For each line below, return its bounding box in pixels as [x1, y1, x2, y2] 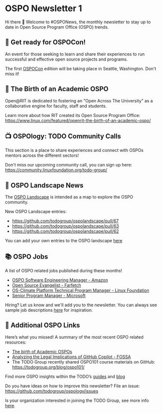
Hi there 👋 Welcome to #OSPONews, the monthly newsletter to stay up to [5, 19, 151, 25]
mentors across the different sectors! [5, 152, 79, 158]
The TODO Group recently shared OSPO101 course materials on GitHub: [12, 359, 156, 364]
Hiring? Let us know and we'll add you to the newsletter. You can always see [5, 302, 157, 308]
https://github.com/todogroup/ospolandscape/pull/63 [12, 223, 119, 229]
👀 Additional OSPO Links [5, 321, 80, 330]
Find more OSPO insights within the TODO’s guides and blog [5, 373, 125, 379]
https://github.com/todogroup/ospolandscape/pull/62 [12, 229, 119, 234]
